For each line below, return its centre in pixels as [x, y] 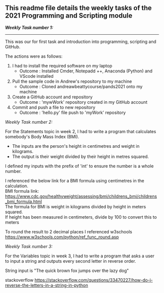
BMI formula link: [22, 191]
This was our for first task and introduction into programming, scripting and [81, 42]
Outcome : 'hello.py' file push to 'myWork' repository [72, 113]
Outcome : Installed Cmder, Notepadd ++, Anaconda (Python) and [86, 71]
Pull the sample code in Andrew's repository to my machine [72, 81]
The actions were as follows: [34, 56]
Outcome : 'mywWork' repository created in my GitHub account [83, 102]
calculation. [17, 186]
